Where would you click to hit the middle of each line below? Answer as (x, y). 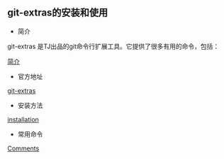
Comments (23, 148)
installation (23, 119)
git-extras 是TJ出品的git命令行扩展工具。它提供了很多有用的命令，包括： (113, 46)
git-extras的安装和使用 (58, 13)
